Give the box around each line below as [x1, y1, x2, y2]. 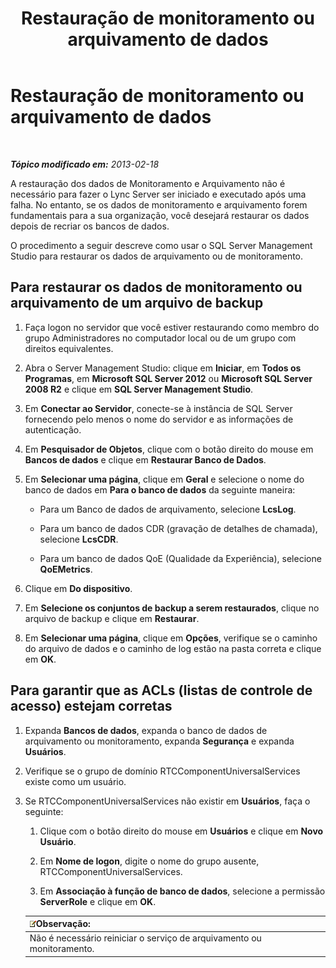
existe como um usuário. [24, 775, 127, 787]
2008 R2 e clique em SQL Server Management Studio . [24, 383, 254, 395]
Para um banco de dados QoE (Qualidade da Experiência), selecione [39, 552, 322, 564]
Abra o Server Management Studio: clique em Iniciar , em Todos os [24, 362, 302, 374]
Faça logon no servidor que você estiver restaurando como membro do [24, 321, 320, 333]
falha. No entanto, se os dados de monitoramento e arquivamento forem [10, 198, 308, 211]
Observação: [35, 918, 91, 930]
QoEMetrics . [39, 563, 93, 575]
